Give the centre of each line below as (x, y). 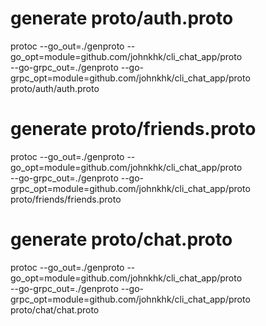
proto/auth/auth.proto (55, 88)
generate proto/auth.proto (122, 18)
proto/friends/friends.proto (66, 199)
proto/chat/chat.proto (55, 309)
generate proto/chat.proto (121, 239)
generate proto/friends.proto (133, 129)
